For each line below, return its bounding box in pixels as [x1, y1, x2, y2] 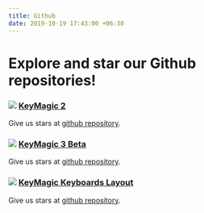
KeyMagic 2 [18, 100, 66, 111]
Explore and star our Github [8, 54, 197, 73]
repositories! [8, 71, 97, 90]
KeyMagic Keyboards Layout [18, 177, 134, 188]
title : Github [8, 11, 56, 20]
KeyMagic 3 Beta [18, 138, 86, 149]
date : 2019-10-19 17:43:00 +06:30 [8, 19, 125, 27]
